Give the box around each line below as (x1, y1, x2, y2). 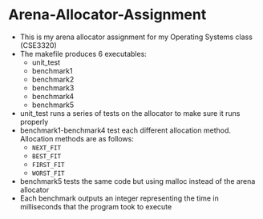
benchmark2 (31, 74, 75, 84)
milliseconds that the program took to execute (19, 201, 172, 211)
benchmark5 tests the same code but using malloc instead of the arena (19, 176, 256, 185)
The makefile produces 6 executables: (19, 49, 147, 58)
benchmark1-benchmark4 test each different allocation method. (19, 125, 231, 135)
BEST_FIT (31, 152, 62, 161)
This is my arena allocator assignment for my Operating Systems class (19, 32, 253, 42)
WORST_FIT (31, 169, 66, 177)
